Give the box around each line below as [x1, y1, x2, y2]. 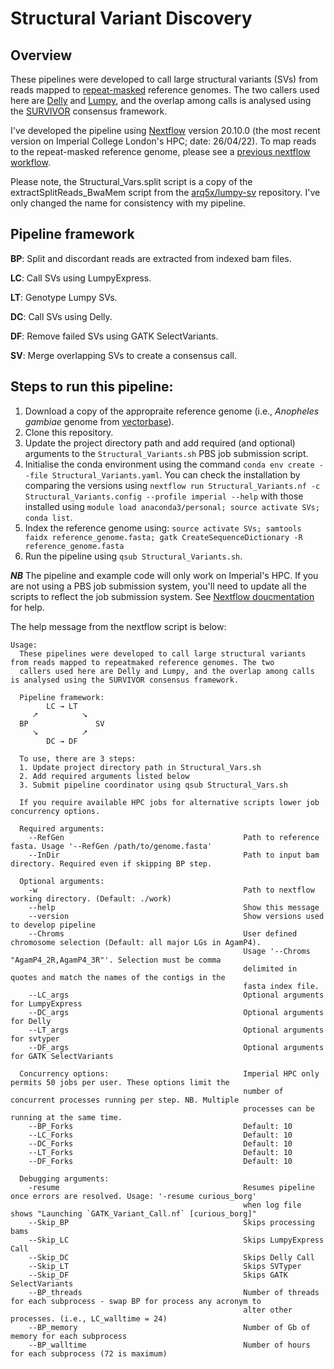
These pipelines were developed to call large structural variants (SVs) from [10, 73, 319, 85]
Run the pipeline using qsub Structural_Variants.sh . [24, 550, 243, 562]
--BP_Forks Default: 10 [28, 1121, 293, 1131]
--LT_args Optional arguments [28, 1025, 325, 1035]
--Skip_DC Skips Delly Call [28, 1252, 315, 1262]
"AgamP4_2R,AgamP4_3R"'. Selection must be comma [10, 955, 222, 965]
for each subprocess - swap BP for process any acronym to [10, 1296, 262, 1306]
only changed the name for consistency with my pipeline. [10, 197, 247, 209]
